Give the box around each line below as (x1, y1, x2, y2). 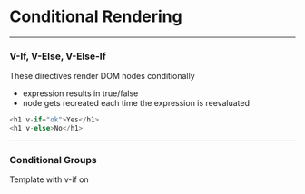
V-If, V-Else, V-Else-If (9, 50, 106, 63)
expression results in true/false (22, 88, 139, 99)
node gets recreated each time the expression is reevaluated (22, 98, 251, 109)
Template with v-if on (9, 174, 89, 185)
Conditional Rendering (9, 6, 183, 27)
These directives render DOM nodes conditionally (9, 71, 195, 82)
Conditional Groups (9, 153, 97, 166)
